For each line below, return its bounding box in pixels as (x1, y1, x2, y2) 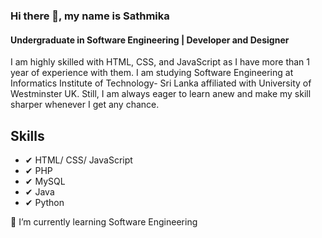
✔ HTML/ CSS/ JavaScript (24, 154, 133, 166)
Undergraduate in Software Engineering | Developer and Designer (10, 34, 290, 46)
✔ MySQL (24, 175, 66, 187)
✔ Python (24, 196, 65, 208)
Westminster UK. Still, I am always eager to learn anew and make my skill (10, 88, 312, 100)
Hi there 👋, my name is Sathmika (10, 9, 170, 23)
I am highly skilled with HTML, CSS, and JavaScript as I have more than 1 (10, 56, 311, 68)
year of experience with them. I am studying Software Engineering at (10, 67, 294, 79)
